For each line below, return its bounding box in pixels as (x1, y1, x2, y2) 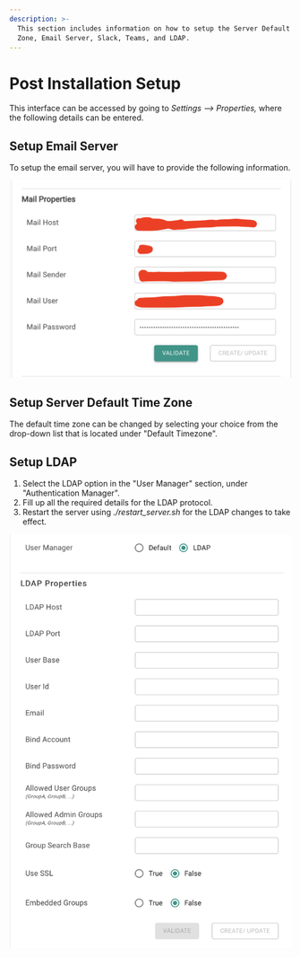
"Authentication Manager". (21, 487, 121, 498)
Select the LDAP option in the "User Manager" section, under (21, 478, 248, 489)
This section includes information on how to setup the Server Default (17, 23, 291, 33)
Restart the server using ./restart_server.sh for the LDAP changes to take (21, 507, 291, 518)
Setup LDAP (9, 454, 78, 470)
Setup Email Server (9, 138, 119, 154)
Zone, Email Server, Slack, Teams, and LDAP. (17, 33, 191, 42)
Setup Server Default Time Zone (9, 395, 193, 410)
